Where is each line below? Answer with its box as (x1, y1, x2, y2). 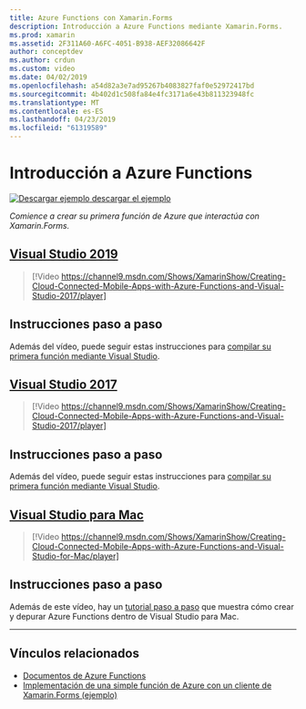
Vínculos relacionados (9, 646, 139, 662)
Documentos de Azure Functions (22, 670, 147, 681)
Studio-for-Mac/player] (31, 550, 120, 561)
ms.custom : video (9, 65, 76, 74)
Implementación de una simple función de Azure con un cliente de (22, 680, 272, 691)
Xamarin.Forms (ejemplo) (22, 689, 118, 700)
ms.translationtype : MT (9, 98, 100, 108)
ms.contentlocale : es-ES (9, 107, 104, 116)
